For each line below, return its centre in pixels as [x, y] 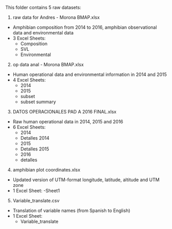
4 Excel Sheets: [29, 80]
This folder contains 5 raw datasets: [43, 7]
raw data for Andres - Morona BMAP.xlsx [56, 17]
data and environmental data [43, 33]
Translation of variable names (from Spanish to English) [71, 211]
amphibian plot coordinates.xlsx [46, 170]
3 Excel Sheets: [29, 38]
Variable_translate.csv [36, 201]
